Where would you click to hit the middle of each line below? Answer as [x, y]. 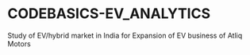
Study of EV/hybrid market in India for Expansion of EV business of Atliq [125, 35]
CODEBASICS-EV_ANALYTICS [109, 14]
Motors [19, 43]
